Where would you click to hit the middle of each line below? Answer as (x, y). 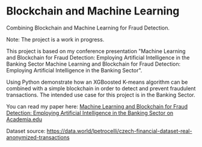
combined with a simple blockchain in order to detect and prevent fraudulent (101, 88)
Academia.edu (24, 119)
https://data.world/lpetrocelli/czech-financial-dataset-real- (119, 131)
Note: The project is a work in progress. (55, 39)
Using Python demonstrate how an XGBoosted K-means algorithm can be (97, 82)
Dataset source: (26, 131)
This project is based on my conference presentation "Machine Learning (96, 51)
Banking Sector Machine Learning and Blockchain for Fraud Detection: (93, 64)
